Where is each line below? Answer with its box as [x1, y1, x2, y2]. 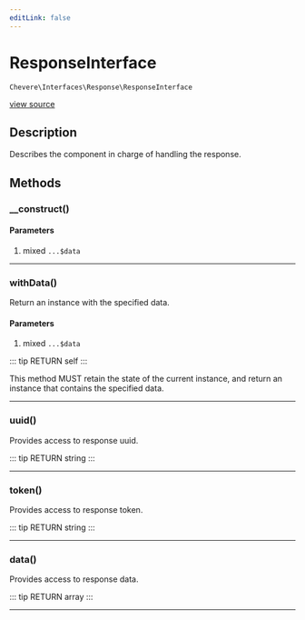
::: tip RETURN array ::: [9, 592, 93, 603]
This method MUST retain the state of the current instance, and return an [9, 374, 283, 385]
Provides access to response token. [9, 504, 143, 515]
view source [9, 98, 55, 109]
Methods [9, 175, 62, 191]
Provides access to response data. [9, 574, 139, 585]
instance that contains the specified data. [9, 383, 165, 394]
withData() [9, 276, 57, 289]
